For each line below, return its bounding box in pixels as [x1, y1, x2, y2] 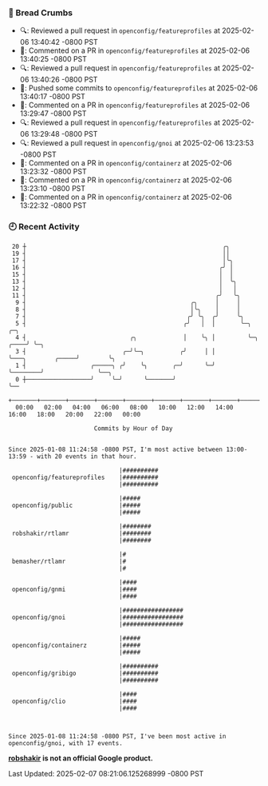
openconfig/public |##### [11, 501, 141, 509]
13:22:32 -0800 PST [19, 201, 87, 210]
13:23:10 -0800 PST [19, 184, 86, 194]
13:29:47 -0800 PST [19, 109, 87, 118]
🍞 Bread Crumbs [8, 7, 73, 18]
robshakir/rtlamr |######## [11, 529, 152, 537]
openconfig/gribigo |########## [11, 669, 159, 677]
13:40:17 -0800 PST [19, 92, 86, 102]
